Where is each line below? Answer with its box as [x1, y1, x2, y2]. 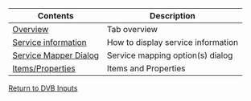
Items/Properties [12, 63, 76, 74]
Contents [37, 10, 74, 21]
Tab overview [106, 24, 158, 34]
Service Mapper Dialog [12, 50, 99, 61]
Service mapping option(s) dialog [106, 50, 233, 61]
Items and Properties [106, 63, 186, 74]
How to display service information [106, 37, 239, 47]
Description [150, 10, 195, 21]
